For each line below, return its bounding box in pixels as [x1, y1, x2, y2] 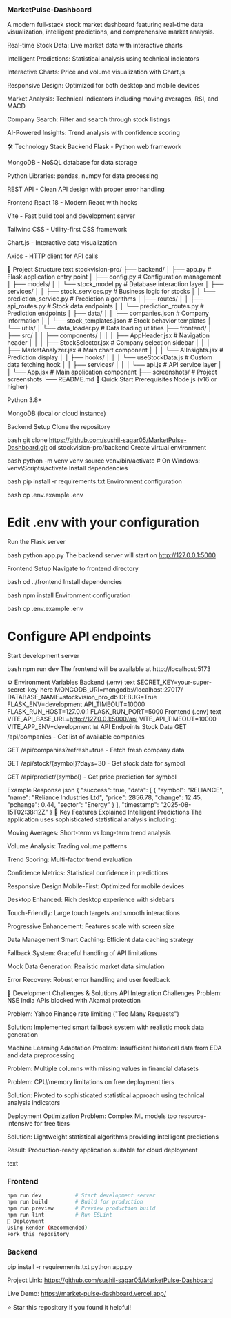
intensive [7, 1119, 33, 1128]
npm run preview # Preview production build [7, 1205, 156, 1212]
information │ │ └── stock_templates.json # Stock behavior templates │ [7, 317, 212, 325]
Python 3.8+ [7, 396, 43, 404]
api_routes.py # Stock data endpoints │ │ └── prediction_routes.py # [7, 302, 205, 310]
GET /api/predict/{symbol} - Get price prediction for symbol [7, 772, 177, 781]
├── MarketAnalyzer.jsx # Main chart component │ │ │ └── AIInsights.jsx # [7, 346, 224, 355]
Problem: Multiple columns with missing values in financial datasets [7, 1064, 199, 1073]
